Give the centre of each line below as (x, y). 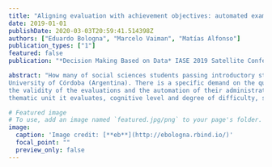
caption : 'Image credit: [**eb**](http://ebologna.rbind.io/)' (124, 135)
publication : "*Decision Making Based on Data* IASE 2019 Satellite (126, 61)
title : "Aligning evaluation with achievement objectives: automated (128, 16)
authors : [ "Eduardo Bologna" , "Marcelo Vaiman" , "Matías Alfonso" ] (125, 38)
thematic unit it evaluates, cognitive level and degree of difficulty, (134, 98)
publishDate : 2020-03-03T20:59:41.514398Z (81, 31)
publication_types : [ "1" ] (52, 46)
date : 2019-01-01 (38, 23)
